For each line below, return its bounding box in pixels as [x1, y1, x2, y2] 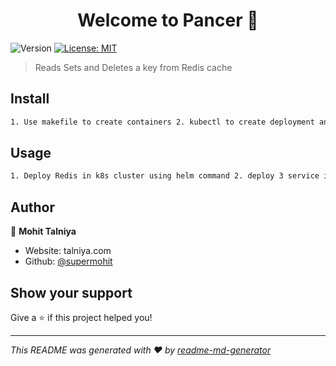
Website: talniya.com [24, 245, 112, 257]
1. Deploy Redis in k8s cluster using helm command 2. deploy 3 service [10, 171, 320, 181]
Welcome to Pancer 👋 [77, 9, 259, 32]
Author [10, 199, 55, 216]
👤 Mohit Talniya [10, 225, 77, 238]
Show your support [10, 284, 133, 301]
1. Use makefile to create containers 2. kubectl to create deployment [10, 117, 315, 127]
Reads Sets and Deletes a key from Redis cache [34, 61, 233, 73]
